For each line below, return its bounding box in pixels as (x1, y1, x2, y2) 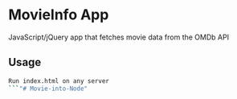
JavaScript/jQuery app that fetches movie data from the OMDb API (8, 32, 230, 42)
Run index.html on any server (8, 76, 110, 85)
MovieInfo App (8, 6, 109, 24)
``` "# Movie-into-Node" (8, 85, 88, 93)
